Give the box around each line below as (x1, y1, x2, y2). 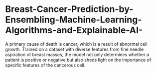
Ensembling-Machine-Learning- (5, 14, 142, 25)
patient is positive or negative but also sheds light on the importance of (5, 57, 152, 63)
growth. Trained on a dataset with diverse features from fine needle (5, 46, 144, 52)
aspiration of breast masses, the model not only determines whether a (5, 51, 150, 58)
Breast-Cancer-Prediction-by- (5, 3, 134, 15)
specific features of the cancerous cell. (5, 62, 86, 68)
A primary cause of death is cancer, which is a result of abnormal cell (5, 41, 148, 47)
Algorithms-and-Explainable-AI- (5, 25, 143, 36)
